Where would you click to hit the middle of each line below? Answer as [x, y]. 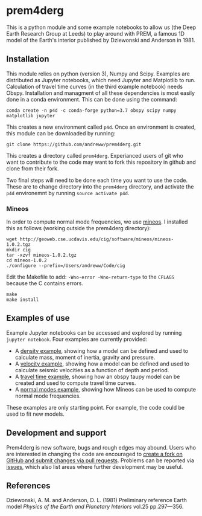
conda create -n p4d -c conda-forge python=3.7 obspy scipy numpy [91, 110]
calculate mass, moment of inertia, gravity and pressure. [85, 357]
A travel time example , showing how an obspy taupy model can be [97, 376]
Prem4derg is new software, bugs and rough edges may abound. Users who [101, 447]
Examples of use [38, 318]
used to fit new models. [35, 414]
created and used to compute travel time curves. [75, 383]
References [28, 486]
